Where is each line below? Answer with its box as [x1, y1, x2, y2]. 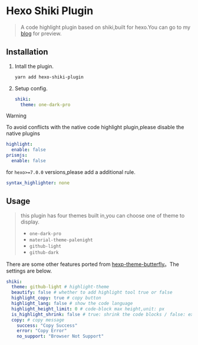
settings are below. [6, 267, 52, 274]
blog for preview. [20, 29, 62, 37]
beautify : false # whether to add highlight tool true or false [11, 290, 173, 295]
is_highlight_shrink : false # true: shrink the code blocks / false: [11, 311, 186, 317]
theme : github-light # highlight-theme [11, 284, 110, 290]
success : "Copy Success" [16, 323, 78, 328]
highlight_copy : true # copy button [11, 295, 101, 301]
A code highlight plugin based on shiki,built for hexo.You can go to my [20, 24, 190, 31]
